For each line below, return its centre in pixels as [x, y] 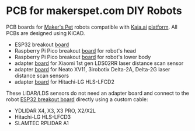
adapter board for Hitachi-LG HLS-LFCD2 [65, 82]
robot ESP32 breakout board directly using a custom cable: [77, 99]
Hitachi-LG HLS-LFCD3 [43, 117]
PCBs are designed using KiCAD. [46, 33]
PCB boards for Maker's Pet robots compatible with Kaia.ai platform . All [92, 27]
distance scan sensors [41, 75]
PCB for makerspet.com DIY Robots [94, 11]
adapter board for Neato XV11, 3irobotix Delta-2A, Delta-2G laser [92, 69]
